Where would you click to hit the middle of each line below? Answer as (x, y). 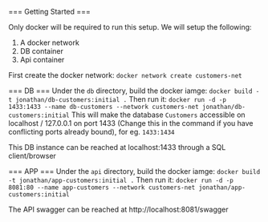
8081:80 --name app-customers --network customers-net (102, 188)
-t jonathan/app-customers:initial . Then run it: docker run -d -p (121, 180)
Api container (42, 60)
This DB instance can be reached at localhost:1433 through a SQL (117, 147)
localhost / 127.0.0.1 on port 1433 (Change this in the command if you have (131, 123)
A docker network (50, 42)
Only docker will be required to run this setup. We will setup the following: (130, 27)
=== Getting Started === (49, 12)
